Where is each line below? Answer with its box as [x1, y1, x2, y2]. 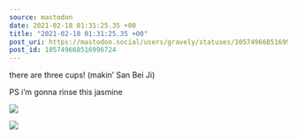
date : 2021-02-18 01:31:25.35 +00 [9, 21, 137, 30]
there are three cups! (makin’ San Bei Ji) [9, 69, 156, 80]
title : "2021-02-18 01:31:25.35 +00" [9, 29, 148, 38]
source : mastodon [9, 12, 73, 22]
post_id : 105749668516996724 [9, 46, 117, 55]
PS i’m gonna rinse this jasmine [9, 87, 123, 98]
